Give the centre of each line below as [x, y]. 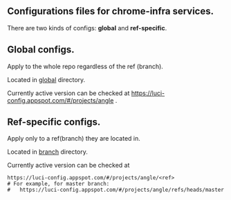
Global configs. [41, 50]
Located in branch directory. [48, 152]
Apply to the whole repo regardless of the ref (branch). [85, 66]
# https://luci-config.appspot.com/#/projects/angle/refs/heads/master [116, 190]
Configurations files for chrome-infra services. [111, 11]
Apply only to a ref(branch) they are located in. [74, 139]
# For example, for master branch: [58, 184]
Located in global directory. [46, 79]
